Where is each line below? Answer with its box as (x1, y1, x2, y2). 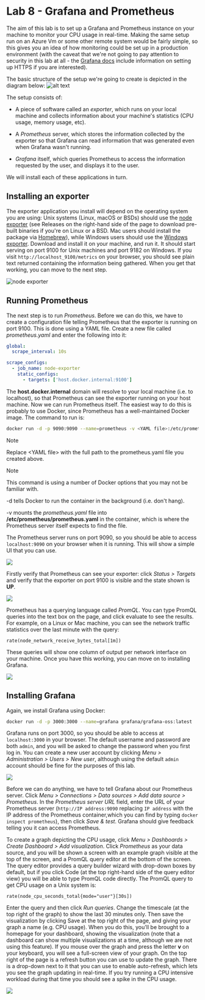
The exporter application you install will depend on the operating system (6, 207, 188, 215)
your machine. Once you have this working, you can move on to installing (6, 655, 190, 662)
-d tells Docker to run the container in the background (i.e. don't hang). (6, 497, 185, 504)
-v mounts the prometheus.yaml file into (6, 509, 107, 516)
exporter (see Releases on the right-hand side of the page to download (6, 220, 185, 227)
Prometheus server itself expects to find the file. (6, 521, 128, 529)
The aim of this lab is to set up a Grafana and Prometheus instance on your (6, 24, 195, 32)
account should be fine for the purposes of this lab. (6, 762, 135, 770)
